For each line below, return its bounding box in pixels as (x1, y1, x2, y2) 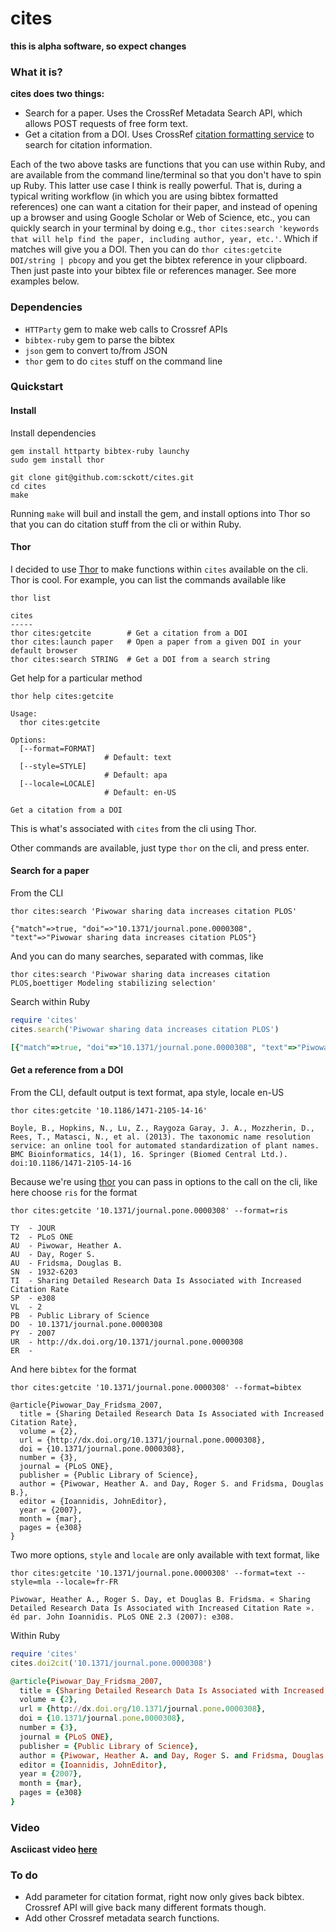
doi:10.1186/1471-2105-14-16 (10, 1158, 132, 1168)
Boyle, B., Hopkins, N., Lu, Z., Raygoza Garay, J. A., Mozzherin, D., (10, 1123, 315, 1133)
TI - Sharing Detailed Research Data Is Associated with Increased (10, 1275, 302, 1286)
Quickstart (10, 380, 64, 394)
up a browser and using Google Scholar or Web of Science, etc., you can (10, 212, 311, 224)
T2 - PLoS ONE (10, 1232, 74, 1242)
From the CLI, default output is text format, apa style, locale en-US (10, 1086, 285, 1098)
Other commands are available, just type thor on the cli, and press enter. (10, 842, 310, 854)
